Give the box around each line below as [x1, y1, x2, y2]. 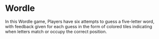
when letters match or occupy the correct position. [5, 29, 107, 34]
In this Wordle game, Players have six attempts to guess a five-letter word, [5, 19, 155, 24]
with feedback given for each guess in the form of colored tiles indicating [5, 23, 153, 29]
